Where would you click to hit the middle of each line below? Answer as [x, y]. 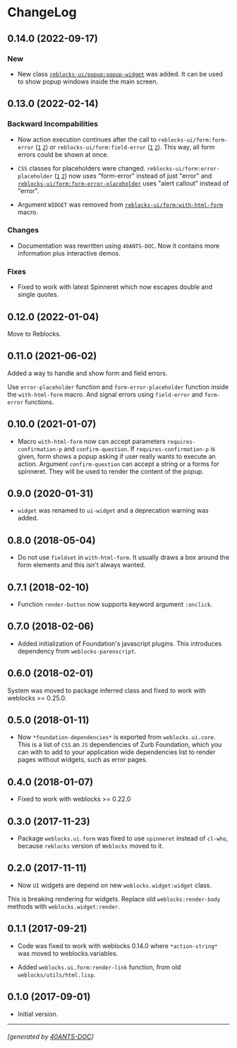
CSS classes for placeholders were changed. [81, 168]
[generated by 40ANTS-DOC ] [50, 1037]
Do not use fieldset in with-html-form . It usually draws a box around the [123, 557]
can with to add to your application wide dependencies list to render [117, 752]
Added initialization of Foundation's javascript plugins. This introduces [120, 643]
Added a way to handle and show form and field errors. [87, 373]
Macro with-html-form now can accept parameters [91, 441]
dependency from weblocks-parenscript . [77, 651]
